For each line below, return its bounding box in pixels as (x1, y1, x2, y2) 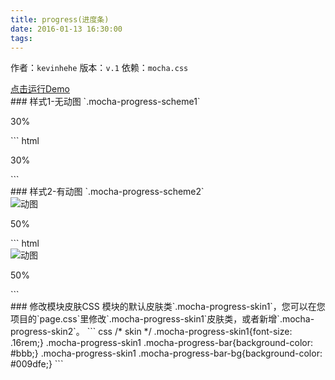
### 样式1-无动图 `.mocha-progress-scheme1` (10, 96, 201, 108)
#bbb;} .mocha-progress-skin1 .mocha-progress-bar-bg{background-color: (10, 347, 323, 360)
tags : (10, 33, 33, 43)
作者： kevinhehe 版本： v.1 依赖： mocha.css (10, 62, 189, 74)
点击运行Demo (10, 83, 70, 95)
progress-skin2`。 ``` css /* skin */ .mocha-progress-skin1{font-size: (10, 326, 293, 338)
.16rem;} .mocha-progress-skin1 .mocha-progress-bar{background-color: (10, 337, 313, 349)
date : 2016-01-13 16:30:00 (10, 24, 123, 34)
